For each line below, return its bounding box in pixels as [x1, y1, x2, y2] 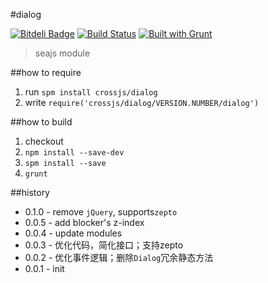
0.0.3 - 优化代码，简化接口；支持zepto [24, 239, 184, 251]
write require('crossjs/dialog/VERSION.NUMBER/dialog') [24, 97, 260, 108]
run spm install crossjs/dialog [24, 86, 158, 98]
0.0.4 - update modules [24, 227, 123, 239]
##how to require [10, 67, 82, 78]
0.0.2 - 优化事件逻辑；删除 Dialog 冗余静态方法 [24, 252, 214, 263]
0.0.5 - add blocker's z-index [24, 217, 145, 228]
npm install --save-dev [24, 148, 125, 158]
